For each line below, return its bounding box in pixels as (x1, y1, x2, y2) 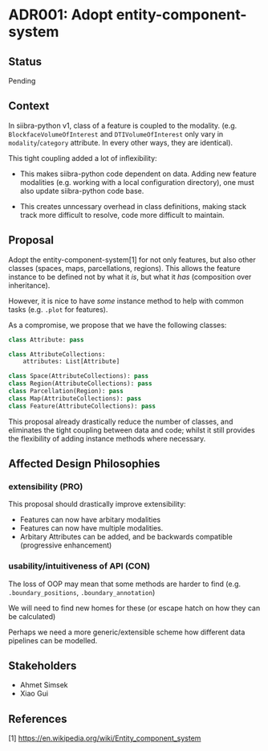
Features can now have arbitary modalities (19, 515, 161, 524)
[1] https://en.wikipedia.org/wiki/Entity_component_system (8, 733, 201, 743)
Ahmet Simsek (19, 680, 68, 690)
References (8, 712, 67, 725)
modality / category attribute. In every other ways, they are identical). (8, 137, 233, 147)
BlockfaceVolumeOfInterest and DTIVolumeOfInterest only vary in (8, 129, 224, 138)
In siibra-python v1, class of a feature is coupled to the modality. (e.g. (8, 121, 238, 130)
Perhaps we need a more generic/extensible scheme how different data (8, 627, 246, 637)
